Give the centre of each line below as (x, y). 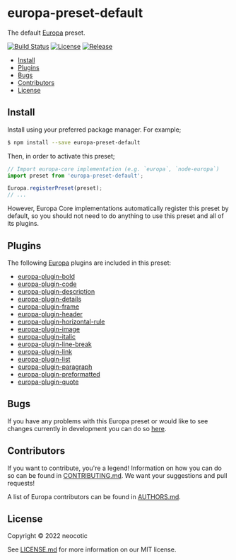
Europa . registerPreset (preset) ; (55, 188)
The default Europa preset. (46, 33)
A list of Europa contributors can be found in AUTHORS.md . (94, 496)
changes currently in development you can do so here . (87, 428)
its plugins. (23, 224)
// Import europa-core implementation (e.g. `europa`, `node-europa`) (113, 169)
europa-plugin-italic (47, 336)
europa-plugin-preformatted (59, 374)
